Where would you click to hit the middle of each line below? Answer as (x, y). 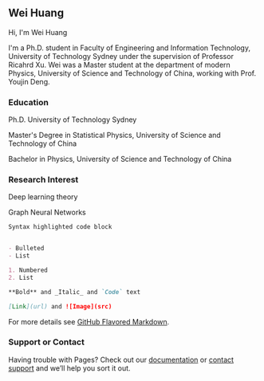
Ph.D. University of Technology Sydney (73, 120)
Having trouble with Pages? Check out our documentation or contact (121, 359)
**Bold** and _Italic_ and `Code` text (75, 292)
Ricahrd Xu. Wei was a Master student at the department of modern (120, 65)
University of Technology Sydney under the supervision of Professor (121, 56)
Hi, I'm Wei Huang (38, 32)
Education (29, 102)
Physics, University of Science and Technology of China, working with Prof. (132, 73)
